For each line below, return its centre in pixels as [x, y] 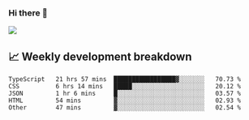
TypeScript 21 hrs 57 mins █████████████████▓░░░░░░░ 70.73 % [125, 79]
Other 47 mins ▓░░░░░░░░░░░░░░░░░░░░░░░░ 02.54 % [125, 108]
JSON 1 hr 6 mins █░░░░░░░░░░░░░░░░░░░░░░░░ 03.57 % [125, 94]
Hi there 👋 [28, 13]
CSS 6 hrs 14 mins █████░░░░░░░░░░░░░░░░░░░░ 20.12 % [125, 87]
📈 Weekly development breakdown [100, 56]
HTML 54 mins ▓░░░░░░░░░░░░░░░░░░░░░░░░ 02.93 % [125, 101]
